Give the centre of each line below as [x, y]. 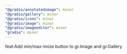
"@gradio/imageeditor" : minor [36, 28]
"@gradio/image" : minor [30, 23]
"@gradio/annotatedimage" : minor [40, 10]
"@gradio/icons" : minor [30, 19]
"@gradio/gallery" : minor [32, 14]
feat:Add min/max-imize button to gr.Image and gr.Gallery [64, 46]
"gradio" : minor [22, 32]
